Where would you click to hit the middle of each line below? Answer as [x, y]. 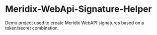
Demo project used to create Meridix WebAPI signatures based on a [75, 23]
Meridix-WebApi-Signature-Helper [78, 9]
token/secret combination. [32, 28]
